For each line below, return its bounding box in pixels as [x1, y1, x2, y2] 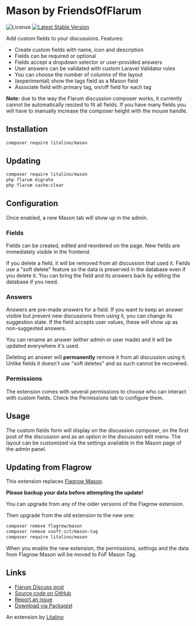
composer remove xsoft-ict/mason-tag [6, 529, 98, 535]
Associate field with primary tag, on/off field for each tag [14, 83, 152, 90]
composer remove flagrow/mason [6, 523, 82, 529]
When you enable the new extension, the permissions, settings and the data [6, 545, 189, 552]
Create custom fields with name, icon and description [14, 46, 144, 53]
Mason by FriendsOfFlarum [6, 4, 142, 18]
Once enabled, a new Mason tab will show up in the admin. [6, 214, 148, 221]
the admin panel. [6, 445, 47, 452]
